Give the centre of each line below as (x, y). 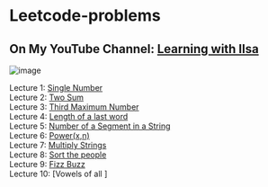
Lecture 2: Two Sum (46, 97)
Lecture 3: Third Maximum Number (74, 107)
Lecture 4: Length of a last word (69, 116)
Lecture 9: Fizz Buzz (47, 164)
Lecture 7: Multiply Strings (58, 145)
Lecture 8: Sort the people (58, 155)
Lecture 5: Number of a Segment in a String (90, 126)
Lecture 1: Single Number (56, 88)
